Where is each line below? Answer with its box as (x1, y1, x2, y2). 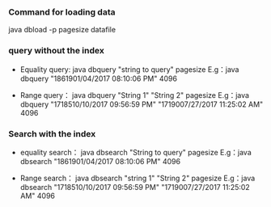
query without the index (8, 45, 105, 57)
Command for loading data (8, 6, 116, 18)
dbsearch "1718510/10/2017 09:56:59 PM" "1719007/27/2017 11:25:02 (19, 182, 251, 192)
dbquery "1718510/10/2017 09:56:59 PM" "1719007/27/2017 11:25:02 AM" (19, 99, 264, 109)
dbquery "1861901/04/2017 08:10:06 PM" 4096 (19, 74, 178, 83)
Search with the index (8, 128, 96, 139)
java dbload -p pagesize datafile (8, 25, 116, 35)
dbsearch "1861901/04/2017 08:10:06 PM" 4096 (19, 156, 180, 166)
